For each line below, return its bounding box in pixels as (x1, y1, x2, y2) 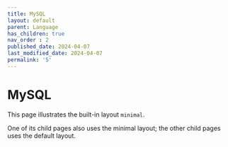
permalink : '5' (7, 57, 52, 64)
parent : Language (7, 23, 59, 30)
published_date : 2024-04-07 (7, 43, 91, 50)
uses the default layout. (7, 131, 76, 140)
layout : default (7, 17, 55, 24)
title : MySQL (7, 10, 46, 18)
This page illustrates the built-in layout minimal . (7, 110, 145, 119)
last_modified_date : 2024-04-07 (7, 50, 103, 57)
